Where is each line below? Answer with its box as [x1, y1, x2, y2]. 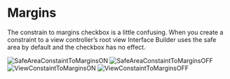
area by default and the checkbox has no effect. [7, 43, 146, 51]
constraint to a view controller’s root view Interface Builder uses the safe [7, 35, 217, 43]
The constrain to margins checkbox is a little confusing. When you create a [7, 28, 224, 36]
